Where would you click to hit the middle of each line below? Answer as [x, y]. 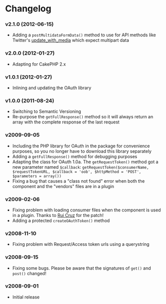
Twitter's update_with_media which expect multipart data [71, 40]
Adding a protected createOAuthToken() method [61, 220]
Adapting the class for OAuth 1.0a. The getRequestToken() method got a [85, 162]
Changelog [28, 9]
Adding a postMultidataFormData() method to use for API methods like [84, 35]
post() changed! [29, 273]
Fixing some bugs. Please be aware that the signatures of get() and [82, 268]
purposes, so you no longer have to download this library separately [82, 151]
